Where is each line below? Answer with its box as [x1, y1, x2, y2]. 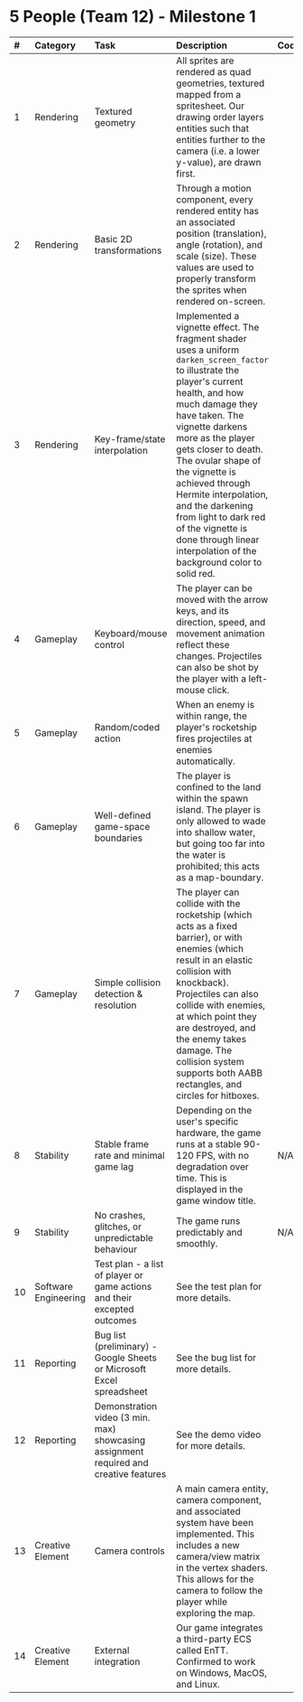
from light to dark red [175, 511, 266, 523]
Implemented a [175, 309, 240, 322]
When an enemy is [175, 698, 255, 710]
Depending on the [175, 1104, 252, 1116]
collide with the [175, 897, 241, 909]
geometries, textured [175, 77, 265, 89]
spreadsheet [94, 1385, 148, 1397]
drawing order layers [175, 110, 264, 123]
